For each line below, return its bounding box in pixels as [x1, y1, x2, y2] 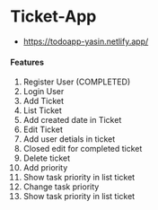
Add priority [22, 162, 68, 173]
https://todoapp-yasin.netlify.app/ [22, 36, 149, 47]
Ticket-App [10, 6, 97, 27]
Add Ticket [22, 96, 65, 107]
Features [10, 57, 44, 67]
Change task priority [22, 181, 100, 192]
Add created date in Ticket [22, 115, 122, 126]
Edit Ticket [22, 124, 64, 136]
